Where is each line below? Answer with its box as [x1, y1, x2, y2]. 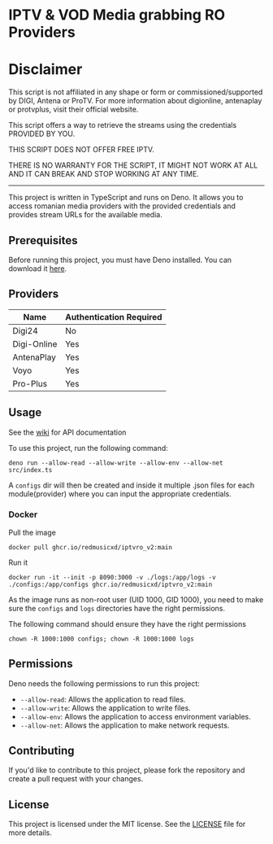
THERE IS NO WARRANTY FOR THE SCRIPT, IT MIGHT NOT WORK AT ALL [8, 160, 258, 170]
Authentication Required [64, 311, 162, 322]
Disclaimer [8, 60, 83, 79]
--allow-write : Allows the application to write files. [19, 702, 191, 713]
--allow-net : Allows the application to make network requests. [19, 720, 230, 730]
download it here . [8, 263, 67, 273]
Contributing [8, 744, 75, 758]
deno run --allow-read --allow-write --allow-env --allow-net [8, 458, 223, 467]
